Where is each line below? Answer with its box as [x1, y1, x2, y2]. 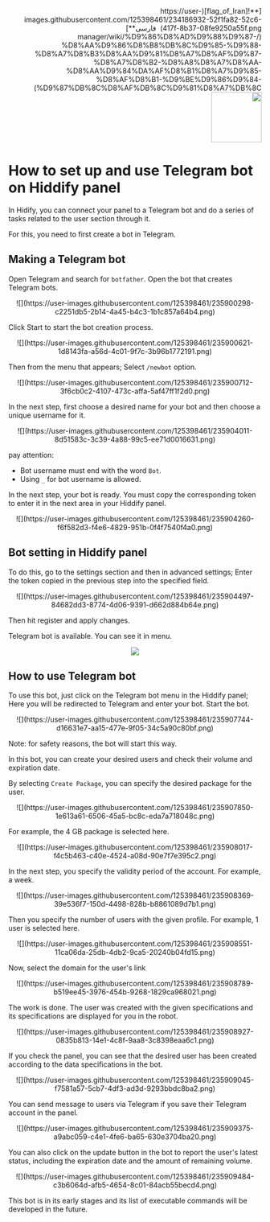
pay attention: [8, 450, 55, 459]
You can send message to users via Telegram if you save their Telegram [8, 1100, 247, 1109]
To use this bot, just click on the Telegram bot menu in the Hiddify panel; [8, 690, 249, 701]
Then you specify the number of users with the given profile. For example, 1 [8, 915, 259, 924]
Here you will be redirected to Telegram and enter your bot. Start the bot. [8, 699, 250, 709]
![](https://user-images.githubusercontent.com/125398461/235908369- [15, 891, 255, 900]
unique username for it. [8, 410, 86, 420]
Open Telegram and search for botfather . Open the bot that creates [8, 274, 233, 283]
